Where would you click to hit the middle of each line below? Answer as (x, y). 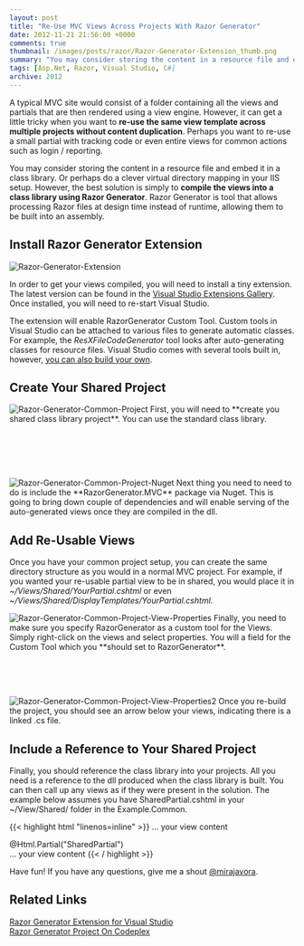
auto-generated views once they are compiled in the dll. (114, 511)
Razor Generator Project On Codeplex (80, 931)
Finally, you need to (250, 618)
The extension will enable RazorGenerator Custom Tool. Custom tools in (143, 320)
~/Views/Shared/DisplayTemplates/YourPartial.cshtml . (111, 601)
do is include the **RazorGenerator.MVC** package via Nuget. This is (142, 492)
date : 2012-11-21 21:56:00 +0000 (72, 34)
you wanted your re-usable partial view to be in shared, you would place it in (152, 581)
